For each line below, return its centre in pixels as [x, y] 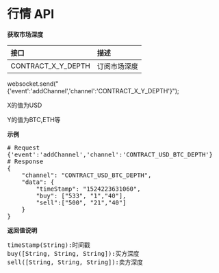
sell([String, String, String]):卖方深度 [75, 262]
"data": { [38, 182]
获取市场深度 [25, 34]
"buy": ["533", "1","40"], [81, 195]
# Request [23, 147]
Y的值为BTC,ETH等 [34, 119]
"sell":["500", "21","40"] [81, 202]
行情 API [31, 14]
